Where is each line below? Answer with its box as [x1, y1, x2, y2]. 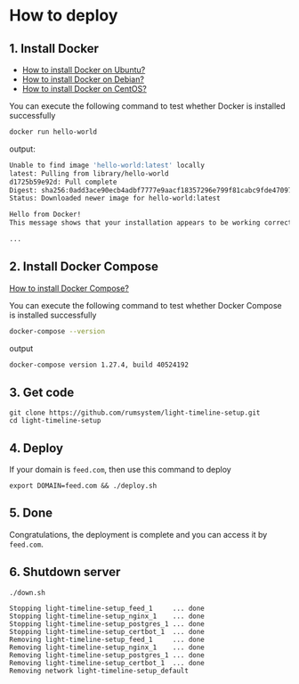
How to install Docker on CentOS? [21, 84, 147, 94]
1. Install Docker [9, 41, 100, 56]
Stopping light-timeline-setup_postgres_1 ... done [9, 619, 205, 629]
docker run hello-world [9, 128, 98, 136]
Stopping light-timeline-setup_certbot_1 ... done [9, 627, 205, 636]
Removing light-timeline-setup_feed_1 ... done [9, 635, 205, 644]
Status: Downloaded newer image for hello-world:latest [9, 194, 221, 203]
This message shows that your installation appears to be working [9, 218, 261, 227]
